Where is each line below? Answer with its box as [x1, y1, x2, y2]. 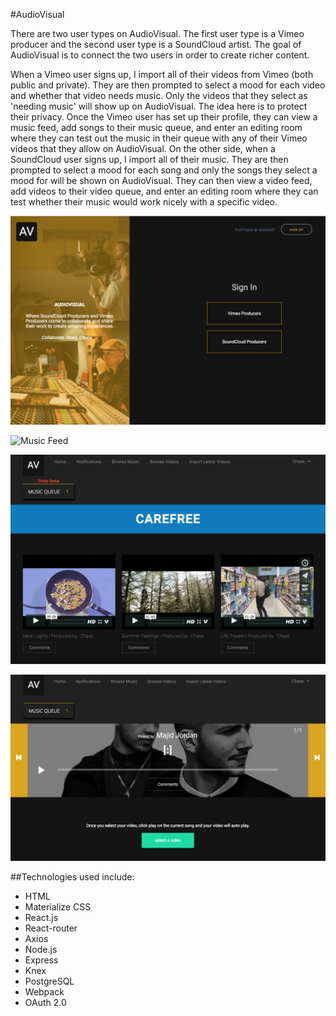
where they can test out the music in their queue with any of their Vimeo [10, 132, 308, 144]
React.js [24, 912, 59, 924]
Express [24, 954, 59, 966]
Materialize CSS [24, 901, 92, 913]
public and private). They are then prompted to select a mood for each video [10, 79, 326, 91]
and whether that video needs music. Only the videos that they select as [10, 90, 308, 101]
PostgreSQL [24, 975, 75, 988]
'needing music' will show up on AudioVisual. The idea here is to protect [10, 100, 308, 112]
